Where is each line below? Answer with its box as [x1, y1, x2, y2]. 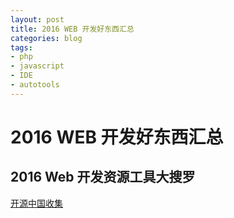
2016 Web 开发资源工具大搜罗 [10, 169, 196, 186]
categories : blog [10, 33, 83, 43]
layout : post [10, 14, 65, 25]
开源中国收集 [10, 197, 63, 209]
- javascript [10, 61, 65, 71]
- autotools [10, 80, 60, 90]
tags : [10, 42, 33, 53]
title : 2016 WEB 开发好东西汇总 [10, 24, 135, 34]
